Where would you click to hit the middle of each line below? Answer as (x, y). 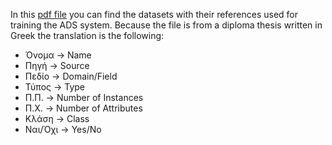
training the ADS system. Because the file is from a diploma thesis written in (166, 25)
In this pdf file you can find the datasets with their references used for (154, 14)
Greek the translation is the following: (87, 35)
